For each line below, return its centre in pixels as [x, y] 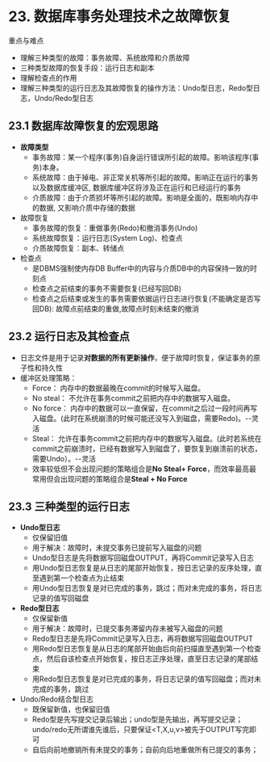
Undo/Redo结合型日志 [57, 699]
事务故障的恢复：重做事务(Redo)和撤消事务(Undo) [115, 228]
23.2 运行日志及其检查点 [69, 337]
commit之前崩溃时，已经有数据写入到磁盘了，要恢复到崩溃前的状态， [147, 448]
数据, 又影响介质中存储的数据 [87, 208]
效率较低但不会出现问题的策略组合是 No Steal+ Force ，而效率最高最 [144, 469]
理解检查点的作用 [48, 78]
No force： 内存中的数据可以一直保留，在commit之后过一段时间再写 [145, 408]
